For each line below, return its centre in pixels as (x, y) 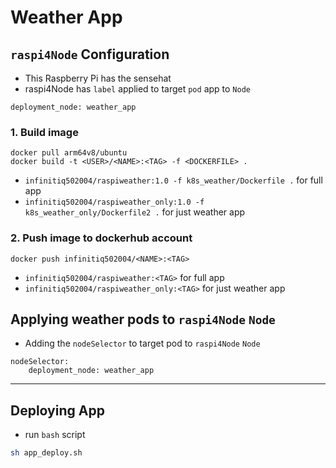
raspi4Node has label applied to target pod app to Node (137, 89)
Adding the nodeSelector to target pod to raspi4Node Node (142, 343)
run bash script (55, 435)
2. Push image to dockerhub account (101, 238)
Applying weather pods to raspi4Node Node (143, 319)
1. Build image (44, 132)
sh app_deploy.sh (46, 453)
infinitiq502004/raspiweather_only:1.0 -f (114, 202)
